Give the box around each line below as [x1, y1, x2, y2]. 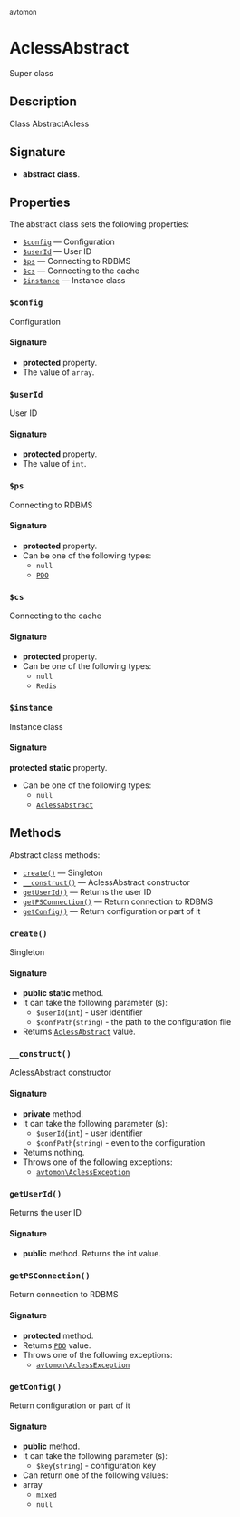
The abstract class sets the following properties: [9, 219, 190, 230]
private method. [22, 1108, 84, 1119]
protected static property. [9, 762, 108, 773]
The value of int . [22, 458, 87, 469]
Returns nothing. [22, 1147, 85, 1157]
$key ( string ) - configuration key [35, 1461, 157, 1472]
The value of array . [22, 367, 95, 378]
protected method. [22, 1330, 94, 1341]
